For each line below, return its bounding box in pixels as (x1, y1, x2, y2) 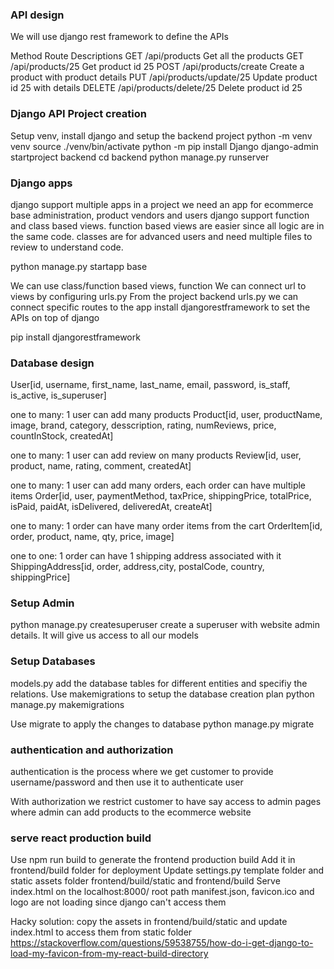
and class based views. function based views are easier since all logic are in (10, 219, 325, 232)
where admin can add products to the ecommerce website (10, 806, 252, 818)
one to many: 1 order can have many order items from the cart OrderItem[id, (10, 520, 323, 532)
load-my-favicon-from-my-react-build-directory (10, 948, 209, 960)
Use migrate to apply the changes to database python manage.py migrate (10, 718, 315, 730)
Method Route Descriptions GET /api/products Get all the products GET (10, 50, 305, 62)
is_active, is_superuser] (10, 389, 107, 402)
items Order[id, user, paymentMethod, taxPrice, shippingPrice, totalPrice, (10, 490, 312, 502)
